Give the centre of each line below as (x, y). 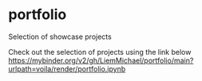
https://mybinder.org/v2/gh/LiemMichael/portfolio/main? (101, 60)
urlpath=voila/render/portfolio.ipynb (67, 68)
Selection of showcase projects (60, 37)
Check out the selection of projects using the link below (100, 52)
